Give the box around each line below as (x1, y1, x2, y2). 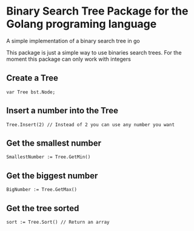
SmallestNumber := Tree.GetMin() (6, 154, 91, 160)
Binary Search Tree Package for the (6, 4, 189, 18)
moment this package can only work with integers (6, 55, 132, 62)
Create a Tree (6, 73, 59, 83)
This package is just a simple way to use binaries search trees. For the (6, 49, 182, 56)
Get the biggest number (6, 170, 98, 181)
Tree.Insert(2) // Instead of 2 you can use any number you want (6, 121, 175, 128)
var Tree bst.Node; (6, 89, 56, 95)
